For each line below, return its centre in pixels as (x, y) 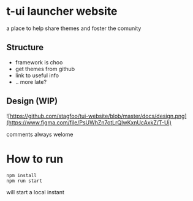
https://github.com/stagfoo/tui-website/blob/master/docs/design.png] (98, 116)
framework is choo (39, 62)
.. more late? (31, 82)
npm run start (25, 181)
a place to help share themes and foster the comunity (74, 28)
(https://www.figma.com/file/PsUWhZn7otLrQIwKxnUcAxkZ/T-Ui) (89, 122)
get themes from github (45, 69)
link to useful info (37, 75)
